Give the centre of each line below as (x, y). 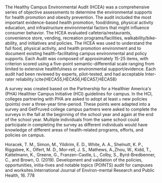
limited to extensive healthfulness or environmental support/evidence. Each (81, 69)
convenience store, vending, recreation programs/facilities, (64, 38)
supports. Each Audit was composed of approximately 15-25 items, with (77, 58)
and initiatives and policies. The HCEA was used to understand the (86, 43)
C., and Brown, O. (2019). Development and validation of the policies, (74, 160)
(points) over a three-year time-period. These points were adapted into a (78, 104)
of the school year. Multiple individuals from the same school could (72, 119)
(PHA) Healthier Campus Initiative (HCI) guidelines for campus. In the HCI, (79, 94)
